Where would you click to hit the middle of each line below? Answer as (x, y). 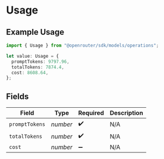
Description (126, 113)
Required (91, 113)
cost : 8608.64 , (30, 72)
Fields (18, 96)
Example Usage (35, 32)
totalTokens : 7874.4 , (38, 67)
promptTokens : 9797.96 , (40, 62)
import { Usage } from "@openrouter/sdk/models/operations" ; (83, 45)
